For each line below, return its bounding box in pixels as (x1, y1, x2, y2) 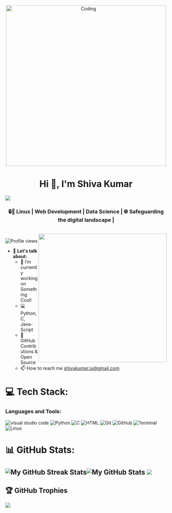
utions (20, 349, 34, 355)
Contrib (20, 343, 37, 349)
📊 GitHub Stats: (5, 444, 75, 455)
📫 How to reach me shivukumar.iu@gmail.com (20, 365, 120, 372)
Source (20, 359, 36, 365)
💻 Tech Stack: (5, 386, 69, 398)
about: (12, 253, 27, 260)
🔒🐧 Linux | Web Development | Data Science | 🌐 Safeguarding (8, 208, 164, 215)
